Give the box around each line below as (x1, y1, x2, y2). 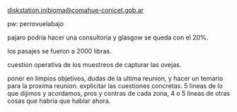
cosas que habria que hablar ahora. (7, 97, 111, 105)
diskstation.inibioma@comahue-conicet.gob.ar (7, 6, 144, 14)
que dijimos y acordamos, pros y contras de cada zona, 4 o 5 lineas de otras (7, 89, 231, 97)
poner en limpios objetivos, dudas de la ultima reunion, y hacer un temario (7, 74, 224, 82)
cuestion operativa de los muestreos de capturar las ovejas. (7, 61, 182, 69)
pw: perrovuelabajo (7, 20, 64, 27)
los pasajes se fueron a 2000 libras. (7, 47, 112, 55)
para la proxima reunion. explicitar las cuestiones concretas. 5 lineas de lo (7, 82, 223, 90)
